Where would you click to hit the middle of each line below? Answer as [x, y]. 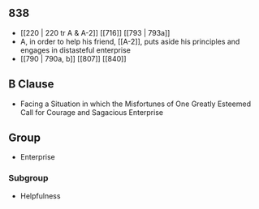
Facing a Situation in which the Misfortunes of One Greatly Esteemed [136, 104]
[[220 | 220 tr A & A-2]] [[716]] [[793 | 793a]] [95, 32]
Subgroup [28, 178]
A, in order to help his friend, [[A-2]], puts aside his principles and [130, 41]
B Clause [31, 84]
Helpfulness [40, 196]
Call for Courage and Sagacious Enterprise [92, 112]
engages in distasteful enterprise [76, 50]
